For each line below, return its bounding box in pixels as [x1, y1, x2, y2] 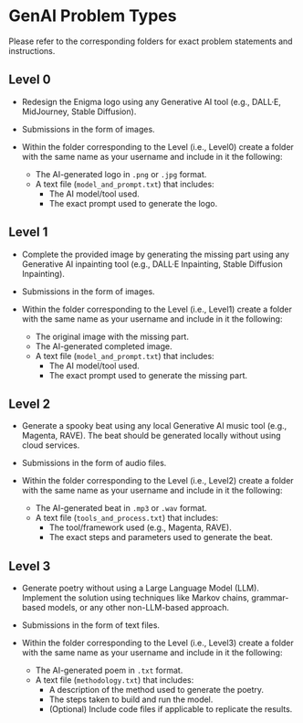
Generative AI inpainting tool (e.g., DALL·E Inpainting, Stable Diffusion [21, 258, 284, 270]
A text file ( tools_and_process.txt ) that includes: [35, 513, 219, 524]
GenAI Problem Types [8, 5, 177, 27]
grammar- [251, 592, 289, 603]
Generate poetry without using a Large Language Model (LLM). [21, 582, 259, 594]
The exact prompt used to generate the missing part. [48, 369, 248, 380]
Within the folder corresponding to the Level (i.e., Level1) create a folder [21, 303, 293, 314]
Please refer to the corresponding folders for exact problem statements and [8, 36, 293, 47]
